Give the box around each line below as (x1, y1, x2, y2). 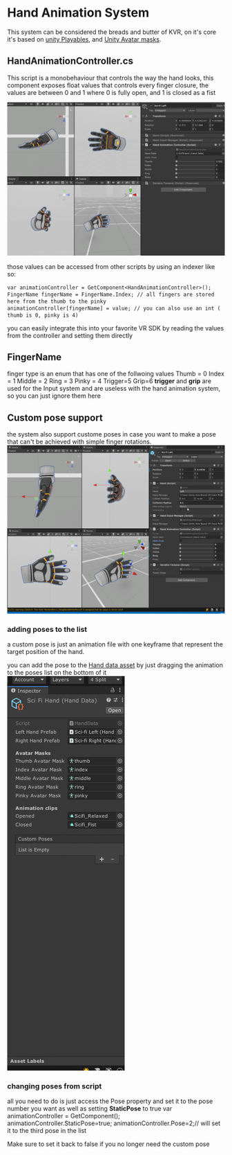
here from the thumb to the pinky (7, 298, 107, 305)
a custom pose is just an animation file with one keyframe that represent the (7, 640, 223, 649)
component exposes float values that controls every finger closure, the (7, 81, 209, 89)
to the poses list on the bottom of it (7, 668, 107, 676)
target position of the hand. (7, 647, 85, 655)
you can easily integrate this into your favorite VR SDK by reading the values (7, 324, 224, 332)
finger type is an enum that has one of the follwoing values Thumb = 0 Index (7, 369, 224, 378)
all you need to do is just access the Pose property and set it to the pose (7, 1097, 213, 1106)
